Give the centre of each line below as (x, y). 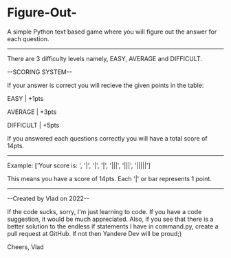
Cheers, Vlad (25, 247)
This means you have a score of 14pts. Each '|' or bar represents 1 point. (109, 178)
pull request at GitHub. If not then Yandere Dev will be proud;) (95, 233)
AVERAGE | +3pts (32, 112)
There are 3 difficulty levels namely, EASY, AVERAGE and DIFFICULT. (105, 58)
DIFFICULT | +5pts (33, 125)
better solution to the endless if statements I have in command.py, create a (113, 226)
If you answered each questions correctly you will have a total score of (107, 138)
